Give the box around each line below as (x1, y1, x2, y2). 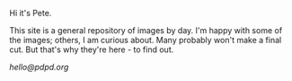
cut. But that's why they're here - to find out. (9, 44, 174, 55)
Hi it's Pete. (9, 8, 52, 18)
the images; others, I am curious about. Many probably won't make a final (9, 35, 282, 45)
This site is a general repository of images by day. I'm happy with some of (9, 25, 283, 35)
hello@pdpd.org (9, 62, 69, 72)
